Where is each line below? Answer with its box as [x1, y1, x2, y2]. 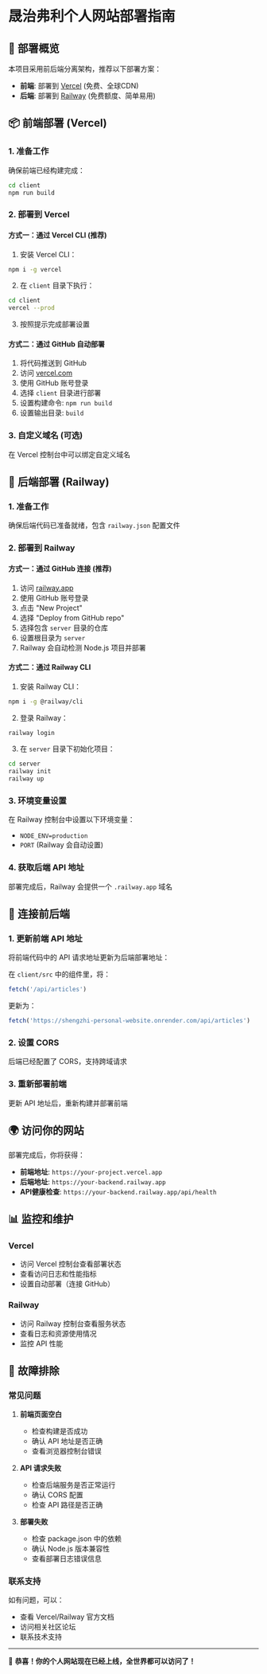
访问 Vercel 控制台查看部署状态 [19, 1259, 122, 1269]
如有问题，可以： [8, 1595, 64, 1605]
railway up [8, 775, 44, 783]
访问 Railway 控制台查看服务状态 [19, 1319, 126, 1328]
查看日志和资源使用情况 [19, 1328, 97, 1338]
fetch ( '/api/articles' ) [8, 985, 87, 994]
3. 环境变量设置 [8, 796, 68, 806]
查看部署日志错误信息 [31, 1554, 102, 1563]
